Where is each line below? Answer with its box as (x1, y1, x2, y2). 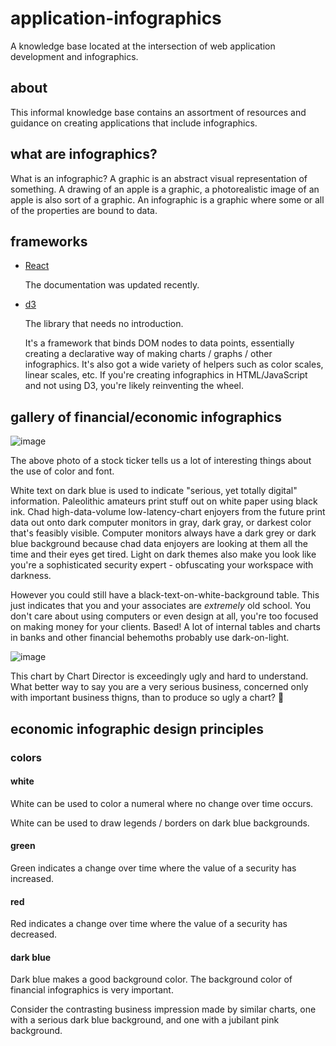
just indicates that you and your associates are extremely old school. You (10, 600, 312, 612)
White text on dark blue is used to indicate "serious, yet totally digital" (10, 485, 298, 497)
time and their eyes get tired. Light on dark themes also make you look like (10, 548, 317, 561)
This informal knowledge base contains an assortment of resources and (10, 106, 307, 118)
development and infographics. (10, 50, 139, 62)
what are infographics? (10, 146, 158, 163)
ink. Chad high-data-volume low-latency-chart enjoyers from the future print (10, 506, 326, 518)
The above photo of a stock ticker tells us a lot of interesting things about (10, 455, 312, 467)
